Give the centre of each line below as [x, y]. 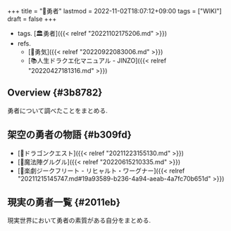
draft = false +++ [32, 19]
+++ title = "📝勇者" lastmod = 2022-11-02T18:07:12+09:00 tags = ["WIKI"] [114, 11]
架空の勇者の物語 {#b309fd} [70, 135]
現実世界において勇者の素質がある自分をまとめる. [79, 220]
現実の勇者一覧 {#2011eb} [64, 203]
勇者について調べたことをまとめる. [57, 110]
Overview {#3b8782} [55, 93]
